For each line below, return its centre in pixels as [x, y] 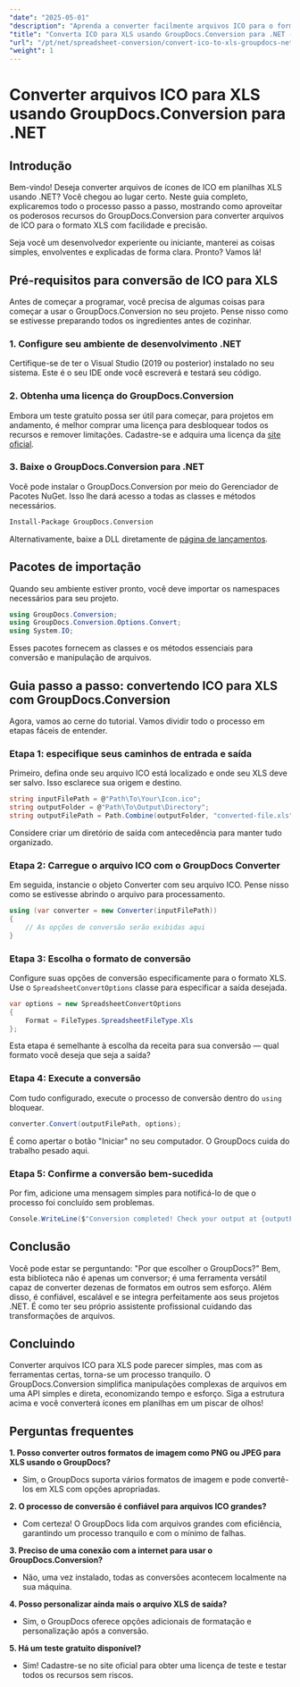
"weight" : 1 [31, 51]
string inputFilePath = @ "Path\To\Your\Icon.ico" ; [105, 799]
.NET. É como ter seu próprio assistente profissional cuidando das [131, 1306]
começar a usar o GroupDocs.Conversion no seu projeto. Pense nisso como [149, 311]
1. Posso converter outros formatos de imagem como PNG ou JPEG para [145, 1453]
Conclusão [40, 1247]
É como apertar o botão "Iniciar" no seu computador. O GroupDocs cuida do [150, 1141]
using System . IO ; [42, 631]
